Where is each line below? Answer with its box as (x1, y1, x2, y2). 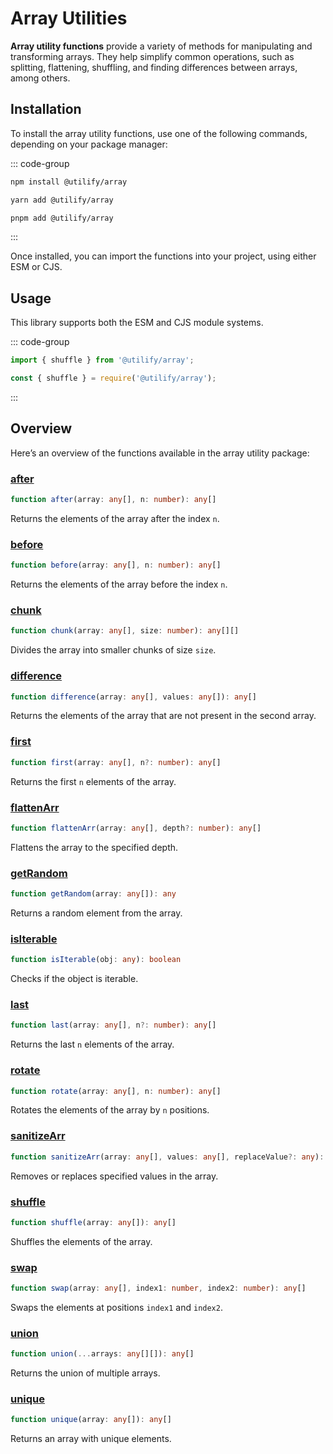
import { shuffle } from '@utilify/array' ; (10, 355, 195, 366)
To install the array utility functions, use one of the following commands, (10, 127, 308, 139)
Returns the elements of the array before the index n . (10, 578, 228, 591)
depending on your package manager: (10, 138, 168, 150)
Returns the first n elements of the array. (10, 775, 177, 787)
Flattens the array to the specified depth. (10, 841, 179, 853)
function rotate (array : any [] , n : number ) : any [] (10, 1086, 222, 1096)
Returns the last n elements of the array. (10, 1038, 175, 1051)
